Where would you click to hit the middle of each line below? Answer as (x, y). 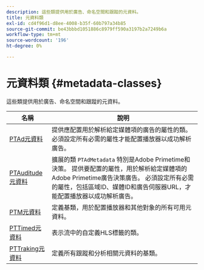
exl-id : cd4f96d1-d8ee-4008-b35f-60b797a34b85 (66, 23)
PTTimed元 (25, 228)
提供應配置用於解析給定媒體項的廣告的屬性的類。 (121, 130)
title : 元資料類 (25, 18)
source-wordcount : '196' (38, 40)
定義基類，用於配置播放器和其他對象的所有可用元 (121, 207)
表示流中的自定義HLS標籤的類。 (97, 232)
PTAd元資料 (26, 139)
